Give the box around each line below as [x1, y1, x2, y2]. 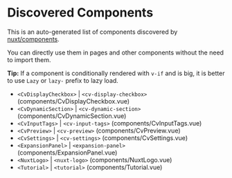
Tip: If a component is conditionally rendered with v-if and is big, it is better [7, 69, 225, 77]
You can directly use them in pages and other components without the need [7, 48, 224, 57]
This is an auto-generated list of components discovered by [7, 28, 178, 36]
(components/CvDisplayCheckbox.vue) [17, 97, 130, 105]
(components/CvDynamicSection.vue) [17, 112, 127, 120]
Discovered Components [7, 5, 154, 21]
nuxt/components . [7, 34, 60, 43]
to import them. [7, 55, 51, 63]
